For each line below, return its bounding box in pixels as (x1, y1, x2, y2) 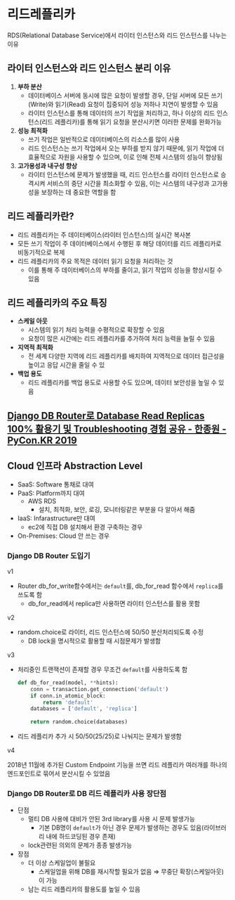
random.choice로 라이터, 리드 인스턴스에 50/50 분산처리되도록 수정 (17, 627, 204, 636)
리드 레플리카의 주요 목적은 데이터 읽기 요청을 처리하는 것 (17, 257, 173, 265)
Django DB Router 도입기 (7, 551, 90, 560)
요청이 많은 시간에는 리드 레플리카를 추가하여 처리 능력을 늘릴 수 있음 (27, 335, 215, 343)
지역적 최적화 (17, 343, 54, 352)
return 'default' (43, 699, 93, 706)
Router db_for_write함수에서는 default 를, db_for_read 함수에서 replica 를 (17, 581, 224, 590)
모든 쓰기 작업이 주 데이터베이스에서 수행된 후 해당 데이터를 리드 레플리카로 (17, 239, 222, 247)
